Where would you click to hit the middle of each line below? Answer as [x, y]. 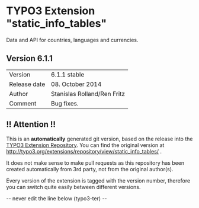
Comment [23, 103]
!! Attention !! [31, 125]
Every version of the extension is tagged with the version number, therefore [98, 180]
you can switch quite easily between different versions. [73, 187]
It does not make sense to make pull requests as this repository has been [95, 163]
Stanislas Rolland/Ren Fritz [88, 94]
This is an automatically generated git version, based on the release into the [99, 139]
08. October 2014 [76, 84]
